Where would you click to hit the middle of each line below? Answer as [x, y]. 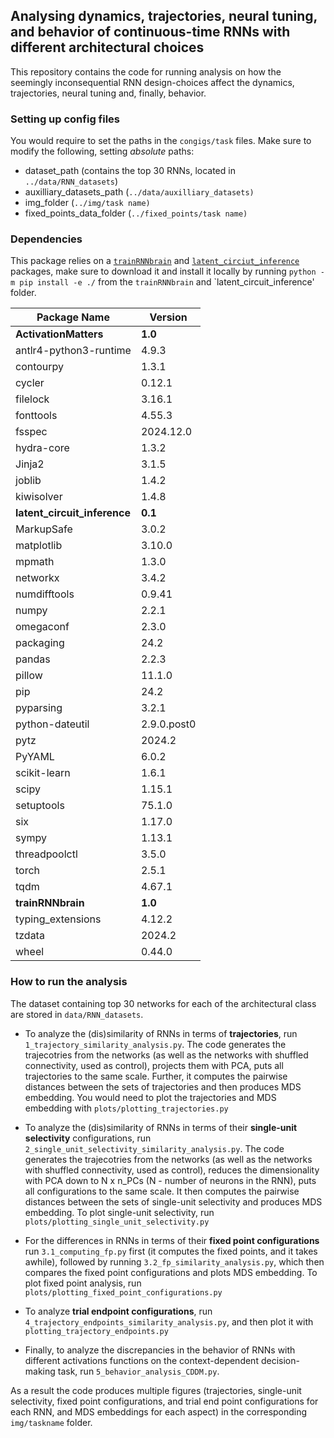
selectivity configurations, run [88, 1138]
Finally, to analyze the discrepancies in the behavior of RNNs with [160, 1350]
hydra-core [42, 448]
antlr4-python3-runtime [73, 351]
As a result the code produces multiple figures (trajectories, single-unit [156, 1390]
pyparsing [39, 708]
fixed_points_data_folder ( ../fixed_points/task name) [136, 213]
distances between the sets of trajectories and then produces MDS [163, 1086]
